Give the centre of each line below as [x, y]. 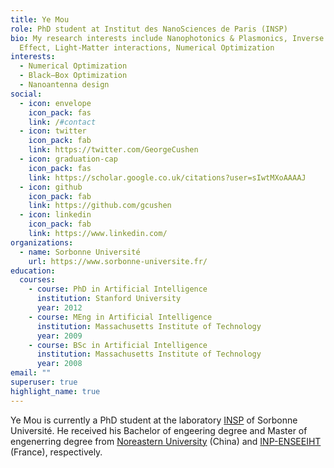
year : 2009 [59, 336]
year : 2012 [59, 308]
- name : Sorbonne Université [80, 252]
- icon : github [51, 187]
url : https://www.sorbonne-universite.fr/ [118, 261]
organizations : [42, 242]
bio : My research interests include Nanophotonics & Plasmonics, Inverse [167, 38]
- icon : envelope [55, 103]
